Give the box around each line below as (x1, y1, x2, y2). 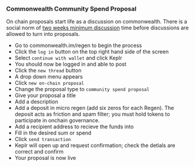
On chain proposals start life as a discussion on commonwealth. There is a (6, 18, 187, 25)
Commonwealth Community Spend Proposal (6, 5, 137, 13)
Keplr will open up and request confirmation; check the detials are (14, 142, 175, 149)
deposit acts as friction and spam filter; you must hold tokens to (14, 111, 170, 118)
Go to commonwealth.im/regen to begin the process (14, 42, 142, 49)
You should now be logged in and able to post (14, 61, 127, 68)
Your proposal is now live (14, 155, 76, 162)
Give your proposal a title (14, 92, 76, 99)
